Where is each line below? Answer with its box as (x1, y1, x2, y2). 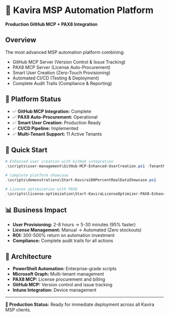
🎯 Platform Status (5, 95, 61, 104)
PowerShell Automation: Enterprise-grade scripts (12, 266, 117, 272)
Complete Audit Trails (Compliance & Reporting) (12, 80, 112, 86)
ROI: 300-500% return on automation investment (12, 232, 115, 239)
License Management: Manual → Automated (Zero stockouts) (12, 227, 142, 233)
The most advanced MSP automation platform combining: (5, 49, 125, 55)
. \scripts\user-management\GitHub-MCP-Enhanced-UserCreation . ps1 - (5, 164, 150, 169)
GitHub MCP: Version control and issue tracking (12, 282, 113, 288)
